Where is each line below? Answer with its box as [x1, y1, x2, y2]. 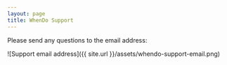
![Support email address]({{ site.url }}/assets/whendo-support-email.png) [7, 50, 220, 58]
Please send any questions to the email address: [7, 36, 148, 44]
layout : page [7, 10, 46, 17]
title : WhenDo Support [7, 17, 74, 24]
